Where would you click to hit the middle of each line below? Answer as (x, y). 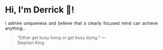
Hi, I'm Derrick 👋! (40, 10)
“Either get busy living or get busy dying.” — (61, 37)
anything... (16, 28)
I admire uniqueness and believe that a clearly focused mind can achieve (81, 23)
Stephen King (31, 42)
